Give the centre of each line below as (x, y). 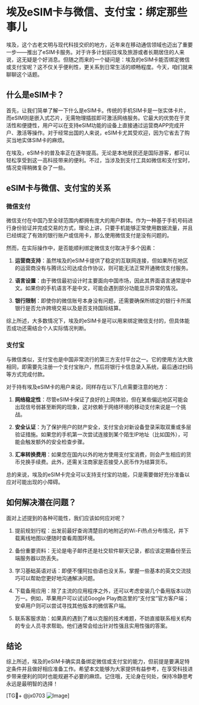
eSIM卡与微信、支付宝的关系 (59, 188)
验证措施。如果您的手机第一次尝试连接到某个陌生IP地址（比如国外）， (99, 434)
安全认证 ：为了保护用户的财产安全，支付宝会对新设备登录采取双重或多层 (103, 427)
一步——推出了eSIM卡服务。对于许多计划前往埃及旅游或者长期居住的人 (93, 52)
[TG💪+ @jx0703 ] (38, 695)
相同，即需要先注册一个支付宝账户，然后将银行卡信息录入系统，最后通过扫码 (99, 367)
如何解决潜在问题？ (41, 503)
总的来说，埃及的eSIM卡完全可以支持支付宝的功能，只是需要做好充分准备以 (98, 474)
